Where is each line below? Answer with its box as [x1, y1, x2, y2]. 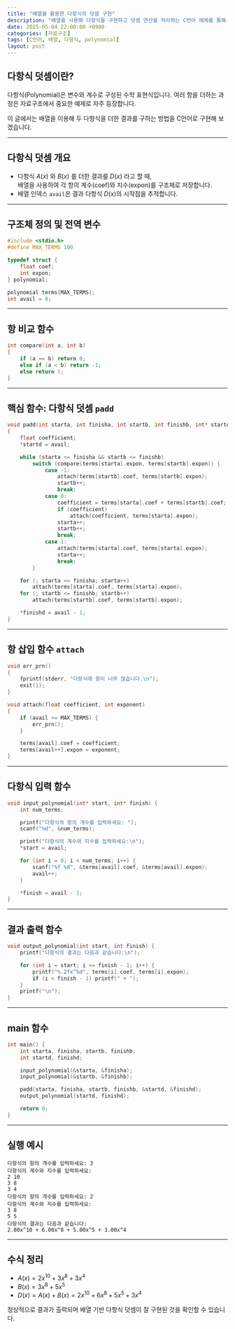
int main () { [7, 1041, 45, 1048]
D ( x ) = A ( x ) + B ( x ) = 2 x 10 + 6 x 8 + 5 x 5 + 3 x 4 [17, 1290, 142, 1300]
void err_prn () [7, 662, 52, 669]
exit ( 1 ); [20, 682, 45, 689]
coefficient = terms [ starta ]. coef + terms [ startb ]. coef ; [57, 499, 227, 506]
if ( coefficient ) [57, 505, 108, 512]
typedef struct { [7, 257, 58, 264]
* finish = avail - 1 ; [20, 890, 83, 897]
